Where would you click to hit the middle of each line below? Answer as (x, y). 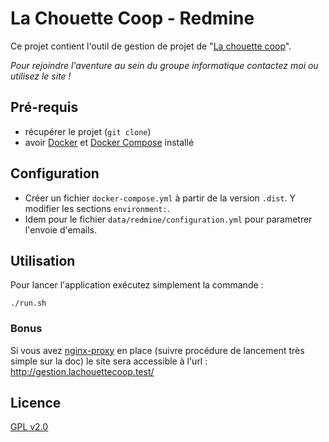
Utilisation (43, 260)
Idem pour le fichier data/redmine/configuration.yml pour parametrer (168, 219)
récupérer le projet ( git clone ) (88, 131)
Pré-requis (44, 107)
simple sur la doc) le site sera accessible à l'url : (109, 361)
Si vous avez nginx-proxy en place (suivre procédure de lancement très (157, 350)
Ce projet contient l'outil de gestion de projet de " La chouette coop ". (151, 46)
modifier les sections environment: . (97, 208)
